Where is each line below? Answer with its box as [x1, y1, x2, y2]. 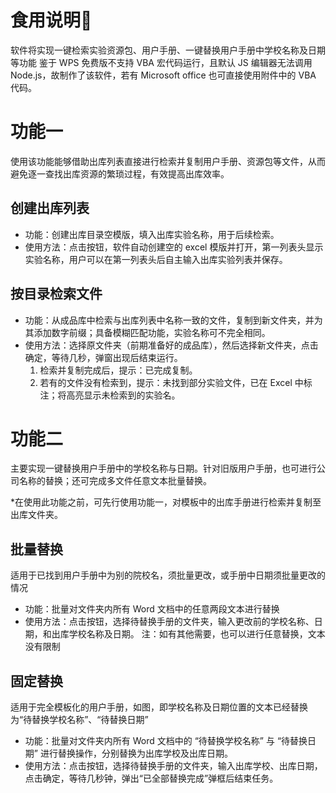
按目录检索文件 [10, 286, 103, 303]
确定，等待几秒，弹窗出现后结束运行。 [24, 351, 183, 363]
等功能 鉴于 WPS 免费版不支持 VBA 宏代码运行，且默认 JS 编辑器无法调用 [10, 56, 313, 68]
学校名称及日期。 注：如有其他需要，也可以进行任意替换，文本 [68, 628, 326, 640]
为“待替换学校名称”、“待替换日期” [10, 714, 149, 726]
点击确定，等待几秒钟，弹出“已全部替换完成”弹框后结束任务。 [24, 772, 279, 785]
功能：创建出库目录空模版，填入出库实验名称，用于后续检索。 [24, 228, 280, 240]
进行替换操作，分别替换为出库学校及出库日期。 [39, 747, 233, 760]
